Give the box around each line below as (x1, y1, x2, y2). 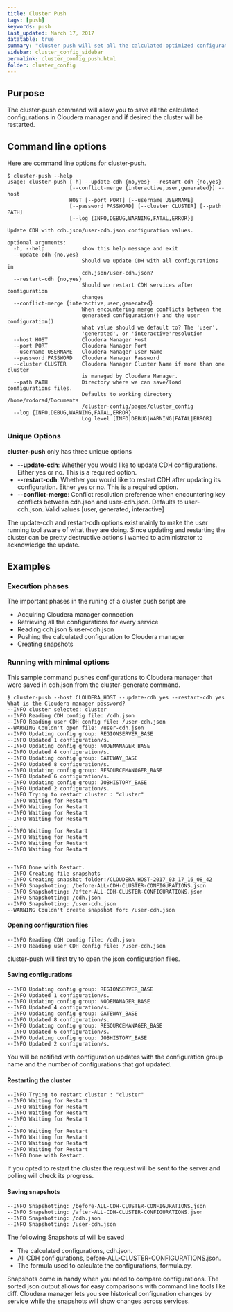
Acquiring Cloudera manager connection (17, 611, 134, 619)
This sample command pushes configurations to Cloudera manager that (7, 673, 213, 681)
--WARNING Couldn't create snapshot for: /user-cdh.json (7, 906, 175, 913)
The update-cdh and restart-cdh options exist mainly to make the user (7, 518, 208, 527)
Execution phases (7, 581, 69, 590)
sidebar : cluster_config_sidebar (7, 49, 104, 56)
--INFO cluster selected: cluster (7, 706, 107, 713)
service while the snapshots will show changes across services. (7, 1297, 191, 1305)
